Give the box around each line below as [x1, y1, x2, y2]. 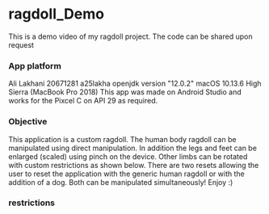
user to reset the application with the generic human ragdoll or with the [8, 169, 245, 178]
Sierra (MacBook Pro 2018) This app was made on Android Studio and [8, 87, 242, 97]
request [8, 40, 35, 49]
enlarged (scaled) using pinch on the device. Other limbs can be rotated [8, 151, 248, 162]
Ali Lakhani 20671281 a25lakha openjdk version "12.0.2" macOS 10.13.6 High [8, 78, 262, 89]
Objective [8, 116, 48, 128]
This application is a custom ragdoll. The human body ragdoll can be [8, 134, 237, 144]
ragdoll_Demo [8, 5, 105, 23]
